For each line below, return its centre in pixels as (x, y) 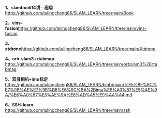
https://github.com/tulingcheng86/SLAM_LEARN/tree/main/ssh (68, 110)
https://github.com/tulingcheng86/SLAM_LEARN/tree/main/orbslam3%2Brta (81, 64)
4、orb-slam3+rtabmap (30, 59)
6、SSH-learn (19, 105)
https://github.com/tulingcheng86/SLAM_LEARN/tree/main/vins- (82, 28)
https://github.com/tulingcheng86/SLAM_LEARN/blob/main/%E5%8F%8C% (81, 85)
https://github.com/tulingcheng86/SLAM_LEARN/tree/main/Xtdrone (88, 49)
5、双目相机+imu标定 (27, 79)
